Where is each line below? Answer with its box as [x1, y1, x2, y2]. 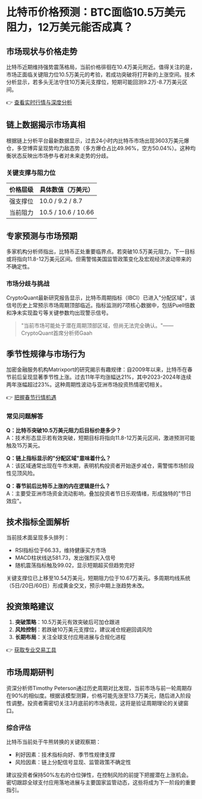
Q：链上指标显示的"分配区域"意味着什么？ [6, 455, 111, 462]
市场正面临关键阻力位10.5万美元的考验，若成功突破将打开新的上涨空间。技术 [6, 71, 195, 78]
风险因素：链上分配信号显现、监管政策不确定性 [14, 759, 131, 766]
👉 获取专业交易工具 [6, 646, 57, 653]
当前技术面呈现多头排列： [6, 534, 70, 541]
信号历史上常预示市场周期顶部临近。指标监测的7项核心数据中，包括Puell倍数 [6, 302, 195, 309]
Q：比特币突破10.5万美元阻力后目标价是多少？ [6, 427, 121, 434]
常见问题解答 [6, 412, 44, 420]
